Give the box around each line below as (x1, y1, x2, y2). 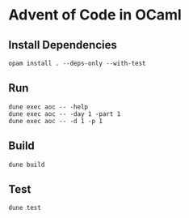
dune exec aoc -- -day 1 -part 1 (8, 109, 121, 118)
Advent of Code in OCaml (8, 6, 182, 24)
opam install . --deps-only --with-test (8, 59, 147, 67)
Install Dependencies (8, 38, 117, 52)
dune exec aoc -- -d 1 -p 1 (8, 117, 103, 125)
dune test (8, 204, 42, 212)
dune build (8, 160, 45, 169)
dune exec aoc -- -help (8, 103, 89, 111)
